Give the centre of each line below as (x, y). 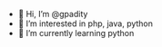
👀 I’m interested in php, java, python (85, 23)
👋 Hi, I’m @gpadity (53, 14)
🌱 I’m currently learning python (76, 33)
